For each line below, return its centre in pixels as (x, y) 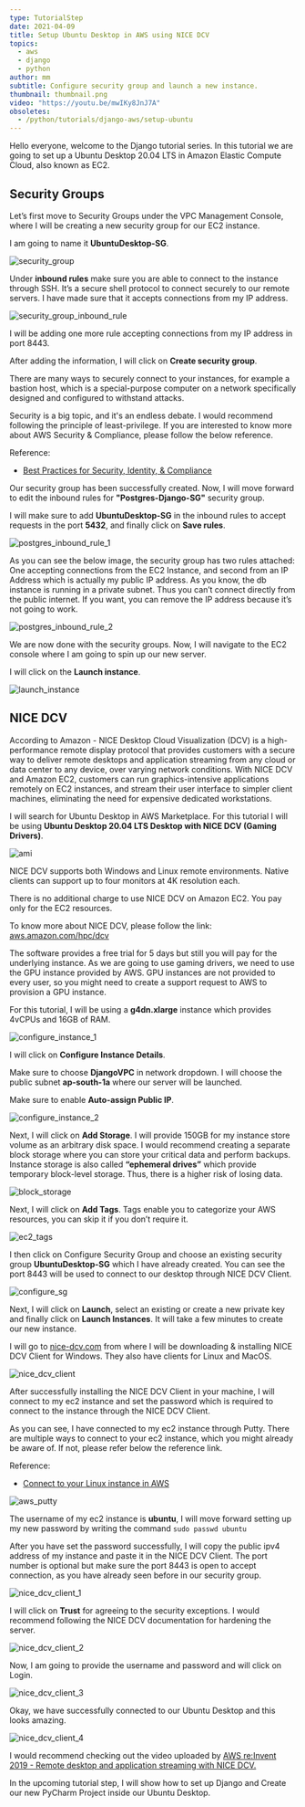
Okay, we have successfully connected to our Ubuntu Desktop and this (142, 1710)
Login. (21, 1675)
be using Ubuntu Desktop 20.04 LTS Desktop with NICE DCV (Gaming (143, 825)
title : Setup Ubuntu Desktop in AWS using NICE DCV (109, 35)
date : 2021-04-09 (42, 26)
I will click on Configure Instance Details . (87, 1055)
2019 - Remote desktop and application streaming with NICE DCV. (133, 1765)
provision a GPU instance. (58, 992)
